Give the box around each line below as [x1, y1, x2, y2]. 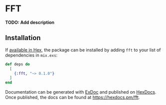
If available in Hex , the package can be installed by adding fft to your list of [5, 47, 161, 52]
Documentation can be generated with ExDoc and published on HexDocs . [5, 89, 157, 95]
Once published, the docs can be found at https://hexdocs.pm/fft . [5, 95, 140, 101]
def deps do [5, 61, 30, 67]
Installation [5, 34, 41, 42]
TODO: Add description [5, 19, 55, 25]
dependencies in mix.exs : [5, 52, 58, 58]
